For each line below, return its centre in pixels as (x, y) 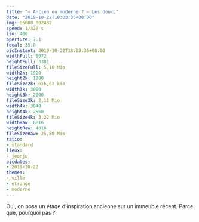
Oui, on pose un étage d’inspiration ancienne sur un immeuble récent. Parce (100, 206)
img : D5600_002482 (29, 23)
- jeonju (17, 156)
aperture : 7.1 (24, 39)
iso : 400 (17, 34)
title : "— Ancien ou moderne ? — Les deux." (62, 12)
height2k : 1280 (25, 78)
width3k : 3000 (24, 90)
